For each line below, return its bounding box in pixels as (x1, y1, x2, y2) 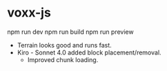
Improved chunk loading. (27, 55, 99, 63)
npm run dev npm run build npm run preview (7, 28, 134, 36)
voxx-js (7, 5, 52, 21)
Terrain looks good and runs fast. (17, 41, 112, 49)
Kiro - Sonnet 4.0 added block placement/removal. (17, 48, 161, 57)
